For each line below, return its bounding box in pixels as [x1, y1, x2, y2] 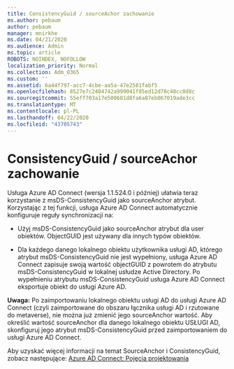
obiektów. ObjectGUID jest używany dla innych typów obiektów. [17, 232, 201, 240]
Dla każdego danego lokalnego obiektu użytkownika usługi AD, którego [17, 245, 223, 254]
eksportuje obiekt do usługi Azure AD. [17, 282, 127, 291]
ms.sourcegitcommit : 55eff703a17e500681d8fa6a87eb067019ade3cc [7, 95, 196, 102]
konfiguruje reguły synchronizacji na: [7, 211, 114, 219]
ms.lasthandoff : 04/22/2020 [7, 114, 89, 121]
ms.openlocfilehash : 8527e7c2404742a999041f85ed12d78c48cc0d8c [7, 88, 196, 95]
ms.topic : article [7, 50, 61, 57]
